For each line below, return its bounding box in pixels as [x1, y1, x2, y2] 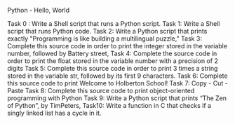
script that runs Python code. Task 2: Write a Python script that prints [7, 27, 208, 35]
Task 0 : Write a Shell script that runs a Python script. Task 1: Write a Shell [7, 20, 220, 27]
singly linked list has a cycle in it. [7, 109, 102, 117]
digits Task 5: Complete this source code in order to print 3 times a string [7, 64, 218, 72]
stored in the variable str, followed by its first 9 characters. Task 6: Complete [7, 71, 228, 80]
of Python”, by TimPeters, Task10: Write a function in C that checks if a [7, 102, 212, 109]
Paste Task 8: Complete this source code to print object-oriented [7, 87, 195, 95]
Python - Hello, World [7, 6, 70, 14]
